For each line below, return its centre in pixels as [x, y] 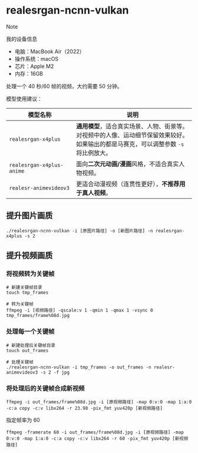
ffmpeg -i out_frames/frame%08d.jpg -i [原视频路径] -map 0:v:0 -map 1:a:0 [99, 402]
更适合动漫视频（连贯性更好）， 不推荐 [128, 184]
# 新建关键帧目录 [24, 287]
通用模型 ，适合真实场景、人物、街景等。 [132, 126]
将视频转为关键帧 [30, 274]
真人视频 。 [97, 193]
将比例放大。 [94, 153]
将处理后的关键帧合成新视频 [45, 388]
